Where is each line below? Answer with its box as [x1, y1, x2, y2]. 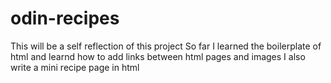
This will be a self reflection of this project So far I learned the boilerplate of [10, 40, 322, 52]
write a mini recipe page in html [10, 61, 140, 73]
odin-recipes [10, 7, 120, 30]
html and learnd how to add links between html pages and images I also [10, 50, 306, 62]
